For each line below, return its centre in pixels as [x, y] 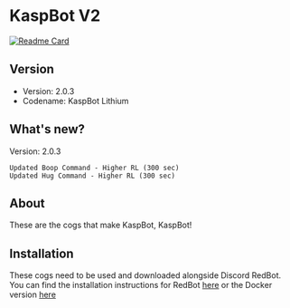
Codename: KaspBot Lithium [75, 101]
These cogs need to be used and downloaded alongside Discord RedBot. [145, 275]
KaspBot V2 [55, 16]
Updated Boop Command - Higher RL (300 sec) [94, 168]
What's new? [47, 129]
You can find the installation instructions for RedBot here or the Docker [141, 285]
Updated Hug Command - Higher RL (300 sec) [93, 176]
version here [33, 294]
